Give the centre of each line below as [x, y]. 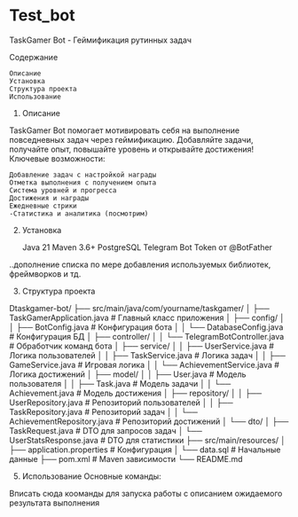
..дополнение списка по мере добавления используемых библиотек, [140, 264]
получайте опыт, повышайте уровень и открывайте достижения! [132, 149]
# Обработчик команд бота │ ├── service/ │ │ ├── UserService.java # [142, 346]
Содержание [34, 57]
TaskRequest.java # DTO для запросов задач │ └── [106, 430]
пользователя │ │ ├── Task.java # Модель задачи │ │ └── [120, 383]
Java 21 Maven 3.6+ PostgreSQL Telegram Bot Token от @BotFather [147, 247]
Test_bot [42, 16]
